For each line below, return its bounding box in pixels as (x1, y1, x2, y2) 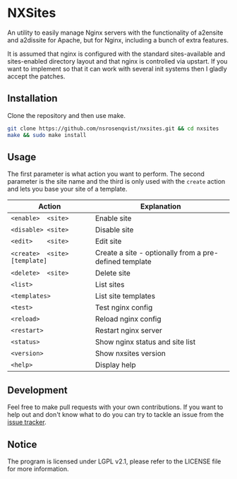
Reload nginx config (95, 314, 162, 324)
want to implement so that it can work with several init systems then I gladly (7, 64, 227, 73)
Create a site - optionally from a (95, 248, 202, 258)
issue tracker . (7, 418, 47, 427)
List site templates (95, 291, 156, 301)
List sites (95, 280, 125, 290)
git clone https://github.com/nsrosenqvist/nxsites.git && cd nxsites (7, 125, 219, 132)
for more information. (7, 464, 69, 473)
